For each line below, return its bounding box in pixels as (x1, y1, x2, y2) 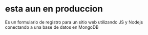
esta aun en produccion (5, 3, 103, 14)
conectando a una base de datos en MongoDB (5, 24, 99, 30)
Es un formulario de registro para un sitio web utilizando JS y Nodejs (5, 19, 143, 25)
